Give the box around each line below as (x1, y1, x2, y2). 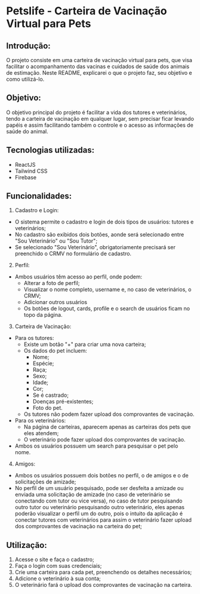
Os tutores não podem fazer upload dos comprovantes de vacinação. (23, 411, 195, 418)
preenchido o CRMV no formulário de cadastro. (14, 250, 132, 258)
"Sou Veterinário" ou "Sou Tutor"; (14, 237, 97, 244)
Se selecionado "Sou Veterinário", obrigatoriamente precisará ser (14, 244, 176, 251)
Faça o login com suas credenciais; (14, 562, 102, 569)
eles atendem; (23, 430, 59, 437)
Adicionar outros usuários (23, 299, 88, 306)
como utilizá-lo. (6, 76, 45, 82)
